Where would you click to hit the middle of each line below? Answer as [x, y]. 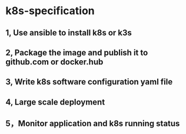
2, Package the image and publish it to [77, 52]
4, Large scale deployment [55, 102]
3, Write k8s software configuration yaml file [89, 82]
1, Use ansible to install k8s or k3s [69, 33]
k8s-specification [50, 11]
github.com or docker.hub [54, 62]
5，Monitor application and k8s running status [93, 124]
